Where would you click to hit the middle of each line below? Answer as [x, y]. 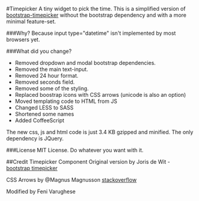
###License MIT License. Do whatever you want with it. [75, 150]
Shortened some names [44, 114]
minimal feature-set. [31, 21]
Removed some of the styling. [52, 88]
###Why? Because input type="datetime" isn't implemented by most [91, 33]
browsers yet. [23, 39]
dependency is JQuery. [35, 138]
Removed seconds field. [45, 82]
